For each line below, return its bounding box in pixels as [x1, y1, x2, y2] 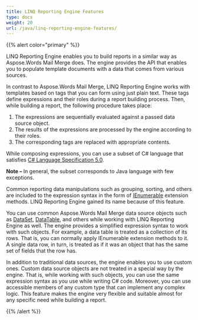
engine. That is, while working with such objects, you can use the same [6, 271, 180, 279]
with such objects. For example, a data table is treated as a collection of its [6, 228, 187, 235]
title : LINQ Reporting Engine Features [6, 8, 104, 15]
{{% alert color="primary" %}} [6, 41, 80, 49]
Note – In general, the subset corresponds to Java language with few [6, 168, 174, 175]
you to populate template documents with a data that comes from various [6, 66, 184, 73]
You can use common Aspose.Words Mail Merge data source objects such [6, 209, 187, 216]
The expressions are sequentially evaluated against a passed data [14, 114, 175, 121]
